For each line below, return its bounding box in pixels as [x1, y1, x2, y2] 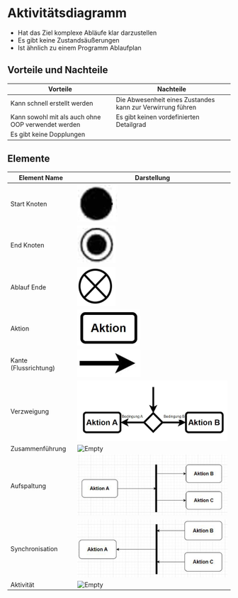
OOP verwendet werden [10, 120, 81, 128]
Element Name [18, 173, 64, 182]
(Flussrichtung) [10, 363, 55, 372]
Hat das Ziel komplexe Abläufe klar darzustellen [17, 28, 157, 37]
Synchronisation [10, 545, 58, 553]
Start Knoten [10, 199, 47, 208]
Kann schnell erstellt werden [10, 99, 93, 107]
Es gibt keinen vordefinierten [115, 112, 200, 121]
